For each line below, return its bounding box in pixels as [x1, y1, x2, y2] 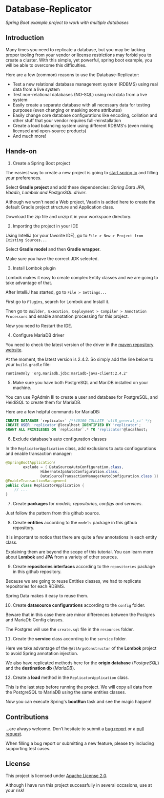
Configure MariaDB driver [12, 332, 65, 338]
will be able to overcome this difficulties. [5, 62, 87, 68]
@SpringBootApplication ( [5, 460, 56, 465]
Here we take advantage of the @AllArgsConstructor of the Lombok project [5, 645, 157, 651]
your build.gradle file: [5, 361, 51, 367]
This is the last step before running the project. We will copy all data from [5, 684, 153, 690]
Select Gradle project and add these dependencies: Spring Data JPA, [5, 184, 146, 190]
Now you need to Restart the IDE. [5, 323, 73, 328]
